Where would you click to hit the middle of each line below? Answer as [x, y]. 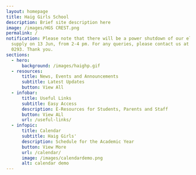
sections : [18, 55]
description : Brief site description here [58, 22]
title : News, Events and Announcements [70, 76]
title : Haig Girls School [37, 17]
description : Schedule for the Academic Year [78, 141]
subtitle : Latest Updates [53, 82]
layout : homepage [27, 11]
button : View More [44, 147]
